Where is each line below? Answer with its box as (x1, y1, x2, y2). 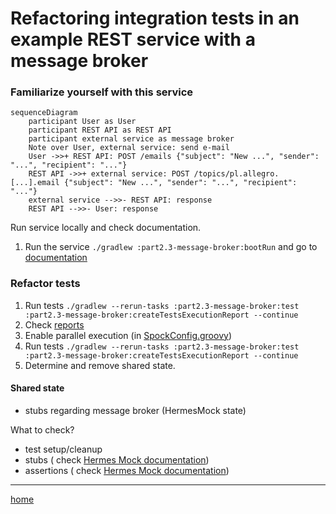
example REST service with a (10, 28, 256, 51)
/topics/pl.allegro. (193, 169, 280, 179)
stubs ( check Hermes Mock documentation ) (24, 453, 210, 466)
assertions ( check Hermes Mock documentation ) (24, 464, 230, 476)
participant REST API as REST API (28, 125, 172, 136)
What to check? (10, 423, 75, 436)
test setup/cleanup (24, 443, 103, 455)
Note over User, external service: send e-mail (28, 143, 230, 153)
